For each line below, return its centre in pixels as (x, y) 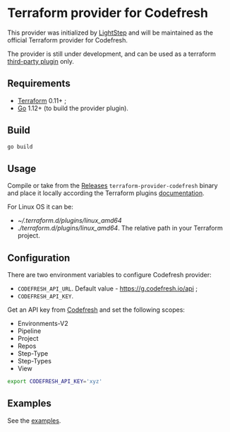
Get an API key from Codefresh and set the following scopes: (96, 310)
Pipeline (29, 331)
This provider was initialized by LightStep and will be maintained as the (110, 33)
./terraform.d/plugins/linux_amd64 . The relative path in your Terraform (120, 228)
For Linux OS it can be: (41, 207)
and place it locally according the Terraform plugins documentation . (106, 193)
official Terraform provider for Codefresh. (68, 40)
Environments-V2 (43, 324)
